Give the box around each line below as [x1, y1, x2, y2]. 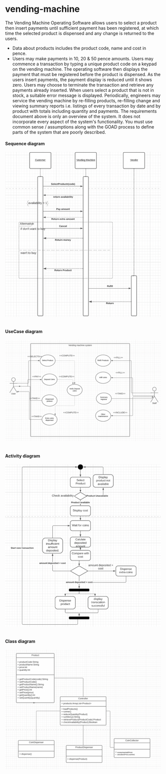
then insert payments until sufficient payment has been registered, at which [5, 25, 159, 31]
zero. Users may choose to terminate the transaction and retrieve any [12, 82, 154, 87]
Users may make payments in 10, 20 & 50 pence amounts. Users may [12, 55, 154, 61]
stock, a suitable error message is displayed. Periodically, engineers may [12, 92, 161, 98]
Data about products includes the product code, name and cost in [12, 45, 147, 51]
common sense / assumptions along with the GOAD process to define [12, 124, 155, 129]
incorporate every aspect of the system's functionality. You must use [12, 119, 153, 125]
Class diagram [5, 639, 36, 645]
